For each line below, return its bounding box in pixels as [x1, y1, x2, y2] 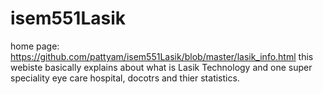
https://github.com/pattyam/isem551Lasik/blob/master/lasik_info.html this [10, 50, 314, 62]
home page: [10, 40, 60, 52]
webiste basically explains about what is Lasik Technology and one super [10, 61, 313, 73]
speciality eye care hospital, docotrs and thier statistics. [10, 72, 240, 84]
